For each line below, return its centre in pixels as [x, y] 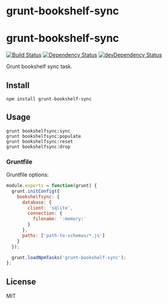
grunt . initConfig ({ [36, 191]
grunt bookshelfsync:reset [40, 142]
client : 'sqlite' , [50, 208]
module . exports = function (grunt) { [52, 186]
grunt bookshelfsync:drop [38, 147]
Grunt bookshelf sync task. [39, 66]
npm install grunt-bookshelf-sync [49, 99]
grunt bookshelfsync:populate [44, 136]
